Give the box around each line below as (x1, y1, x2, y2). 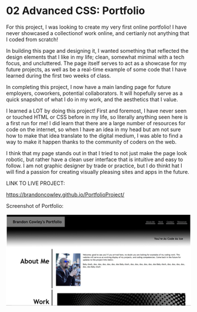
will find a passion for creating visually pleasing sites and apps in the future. (6, 168, 189, 175)
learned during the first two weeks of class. (6, 72, 111, 79)
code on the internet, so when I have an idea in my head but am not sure (6, 126, 181, 133)
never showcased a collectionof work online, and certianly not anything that (6, 29, 189, 36)
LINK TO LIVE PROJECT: (6, 180, 66, 187)
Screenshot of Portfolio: (6, 202, 64, 209)
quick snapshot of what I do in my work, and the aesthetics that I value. (6, 95, 178, 103)
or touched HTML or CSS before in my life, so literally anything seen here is (6, 113, 188, 121)
